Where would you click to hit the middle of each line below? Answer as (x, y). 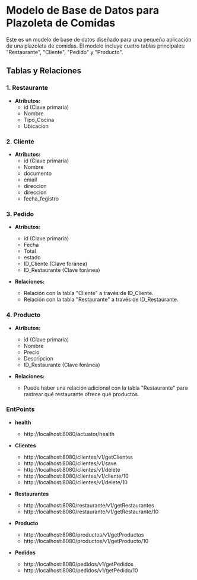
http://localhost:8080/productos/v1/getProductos (84, 534)
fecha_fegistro (41, 198)
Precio (31, 352)
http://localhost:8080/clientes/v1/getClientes (78, 457)
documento (38, 173)
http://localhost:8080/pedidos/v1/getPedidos (78, 564)
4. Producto (23, 315)
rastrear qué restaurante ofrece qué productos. (81, 394)
